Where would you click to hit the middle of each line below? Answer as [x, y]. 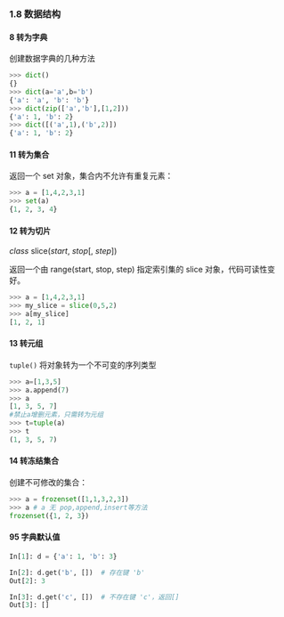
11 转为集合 [29, 154]
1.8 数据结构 [35, 13]
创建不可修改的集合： [48, 483]
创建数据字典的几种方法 [52, 59]
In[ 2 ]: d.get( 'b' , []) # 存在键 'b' [77, 572]
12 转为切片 [30, 231]
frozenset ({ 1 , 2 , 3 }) [49, 516]
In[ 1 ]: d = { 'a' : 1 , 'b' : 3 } [63, 556]
